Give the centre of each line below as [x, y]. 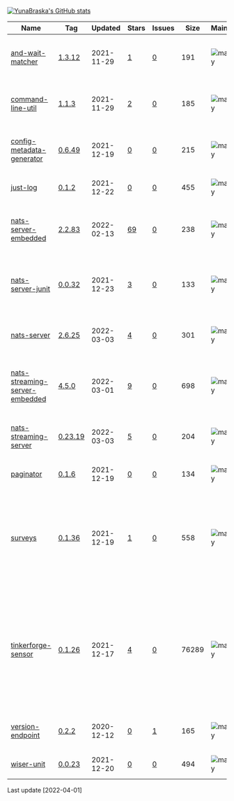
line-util [24, 108]
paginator [26, 474]
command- [30, 99]
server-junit [31, 289]
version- [25, 727]
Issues [163, 28]
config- [24, 141]
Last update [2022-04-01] [45, 790]
